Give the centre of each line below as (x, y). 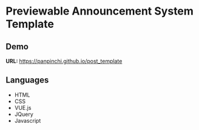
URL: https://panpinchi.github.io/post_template (64, 61)
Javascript (28, 120)
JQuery (24, 114)
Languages (27, 80)
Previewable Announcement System (99, 11)
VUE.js (23, 108)
